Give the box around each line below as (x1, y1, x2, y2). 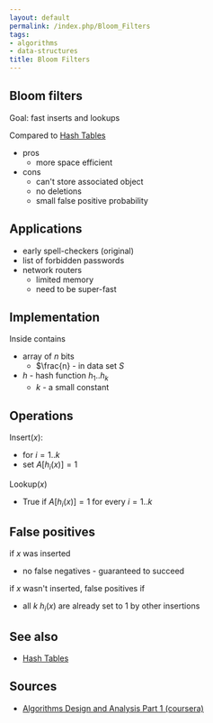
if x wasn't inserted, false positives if (9, 583, 146, 594)
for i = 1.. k (22, 450, 60, 461)
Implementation (9, 310, 101, 325)
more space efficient (35, 157, 113, 168)
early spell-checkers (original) (22, 245, 135, 256)
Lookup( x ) (9, 479, 48, 490)
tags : (9, 30, 30, 39)
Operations (9, 407, 74, 424)
